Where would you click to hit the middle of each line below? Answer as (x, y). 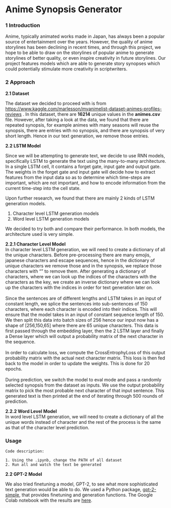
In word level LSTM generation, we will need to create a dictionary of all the (85, 417)
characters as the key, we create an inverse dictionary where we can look (83, 282)
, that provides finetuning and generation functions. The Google (86, 495)
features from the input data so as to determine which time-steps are (78, 177)
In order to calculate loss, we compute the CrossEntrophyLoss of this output (85, 352)
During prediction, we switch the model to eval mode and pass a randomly (83, 379)
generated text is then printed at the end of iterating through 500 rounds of (84, 396)
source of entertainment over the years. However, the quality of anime (79, 42)
